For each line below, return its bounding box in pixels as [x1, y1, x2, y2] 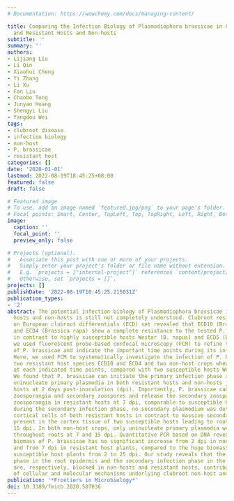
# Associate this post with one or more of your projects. [7, 256, 189, 263]
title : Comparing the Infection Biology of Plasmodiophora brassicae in [7, 22, 223, 30]
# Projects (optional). [7, 249, 77, 256]
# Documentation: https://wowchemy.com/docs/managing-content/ [7, 10, 195, 17]
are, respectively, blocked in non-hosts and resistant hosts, [13, 464, 201, 471]
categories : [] [7, 159, 52, 166]
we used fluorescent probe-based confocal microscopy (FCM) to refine [13, 340, 223, 347]
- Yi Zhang [7, 75, 39, 82]
